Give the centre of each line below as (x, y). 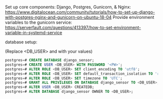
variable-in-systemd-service (33, 33)
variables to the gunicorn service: (39, 22)
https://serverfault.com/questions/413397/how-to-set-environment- (73, 28)
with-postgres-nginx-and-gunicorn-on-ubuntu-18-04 (58, 17)
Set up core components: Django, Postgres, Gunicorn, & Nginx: (68, 7)
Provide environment (133, 17)
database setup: (21, 42)
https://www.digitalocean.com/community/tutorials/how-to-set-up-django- (80, 12)
